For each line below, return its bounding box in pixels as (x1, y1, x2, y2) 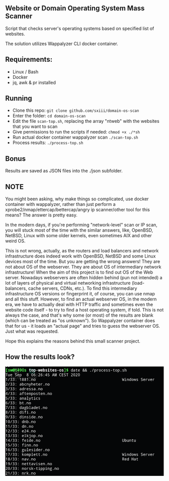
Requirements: (5, 55, 53, 64)
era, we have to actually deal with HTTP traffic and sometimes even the (5, 301, 153, 308)
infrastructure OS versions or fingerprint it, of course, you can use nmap (5, 291, 155, 297)
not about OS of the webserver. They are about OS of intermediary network (5, 264, 162, 270)
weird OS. (5, 238, 26, 244)
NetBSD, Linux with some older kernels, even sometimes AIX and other (5, 233, 152, 239)
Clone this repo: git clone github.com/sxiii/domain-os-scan (12, 107, 139, 113)
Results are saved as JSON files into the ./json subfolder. (5, 168, 123, 174)
